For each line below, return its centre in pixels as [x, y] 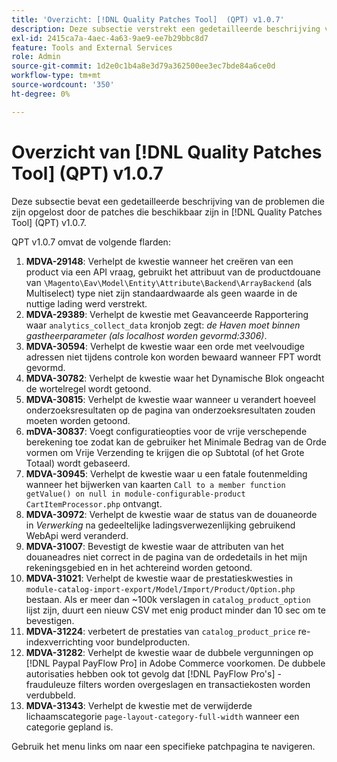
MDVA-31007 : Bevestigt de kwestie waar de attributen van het [154, 546]
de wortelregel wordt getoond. [88, 388]
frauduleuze [50, 684]
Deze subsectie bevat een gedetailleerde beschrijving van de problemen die [168, 201]
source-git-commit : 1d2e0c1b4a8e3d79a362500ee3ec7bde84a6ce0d [143, 66]
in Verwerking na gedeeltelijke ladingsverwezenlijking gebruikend [160, 525]
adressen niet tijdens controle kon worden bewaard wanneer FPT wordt [173, 357]
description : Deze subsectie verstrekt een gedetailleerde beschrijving [166, 29]
